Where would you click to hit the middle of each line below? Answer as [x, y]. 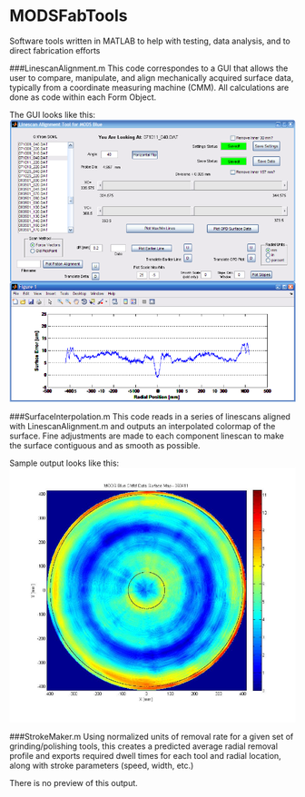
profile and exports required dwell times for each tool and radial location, [145, 755]
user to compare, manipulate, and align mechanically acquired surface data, [152, 77]
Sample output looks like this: [64, 463]
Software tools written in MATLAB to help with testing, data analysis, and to [150, 41]
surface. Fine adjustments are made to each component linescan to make [147, 436]
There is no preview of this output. [74, 782]
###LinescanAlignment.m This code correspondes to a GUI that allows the [149, 68]
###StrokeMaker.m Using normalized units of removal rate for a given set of [152, 736]
